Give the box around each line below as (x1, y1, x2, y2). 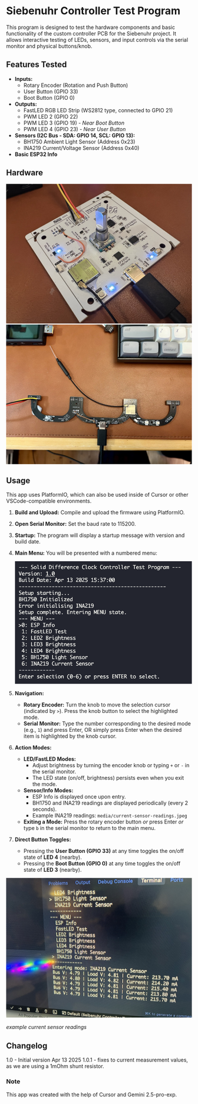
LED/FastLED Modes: (23, 755, 77, 763)
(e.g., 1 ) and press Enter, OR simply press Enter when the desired (23, 727, 182, 734)
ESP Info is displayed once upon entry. (32, 793, 126, 800)
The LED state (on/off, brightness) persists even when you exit (32, 774, 184, 781)
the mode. (32, 781, 57, 788)
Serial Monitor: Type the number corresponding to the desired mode (23, 720, 192, 727)
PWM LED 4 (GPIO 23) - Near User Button (23, 125, 126, 132)
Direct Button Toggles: (14, 836, 71, 843)
